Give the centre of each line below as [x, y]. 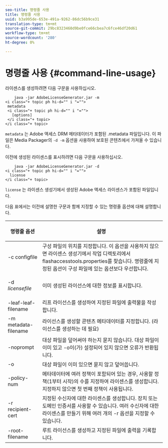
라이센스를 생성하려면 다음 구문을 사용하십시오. [51, 88]
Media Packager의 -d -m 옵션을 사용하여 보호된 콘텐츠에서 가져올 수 [81, 140]
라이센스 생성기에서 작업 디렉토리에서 [89, 254]
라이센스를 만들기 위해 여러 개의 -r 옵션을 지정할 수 [98, 413]
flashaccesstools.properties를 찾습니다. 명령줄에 [98, 261]
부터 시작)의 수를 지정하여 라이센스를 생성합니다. [105, 381]
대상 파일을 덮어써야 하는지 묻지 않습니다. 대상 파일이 [100, 340]
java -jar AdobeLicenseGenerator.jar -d [57, 166]
